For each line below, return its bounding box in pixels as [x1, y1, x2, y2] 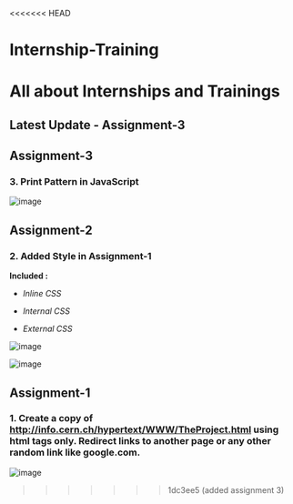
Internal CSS [22, 306, 71, 317]
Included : [9, 270, 48, 281]
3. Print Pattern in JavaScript [9, 176, 139, 188]
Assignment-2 [9, 222, 93, 237]
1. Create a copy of [9, 412, 94, 425]
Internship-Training [9, 40, 159, 60]
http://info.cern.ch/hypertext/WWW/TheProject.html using [9, 423, 279, 436]
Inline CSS [22, 288, 62, 299]
